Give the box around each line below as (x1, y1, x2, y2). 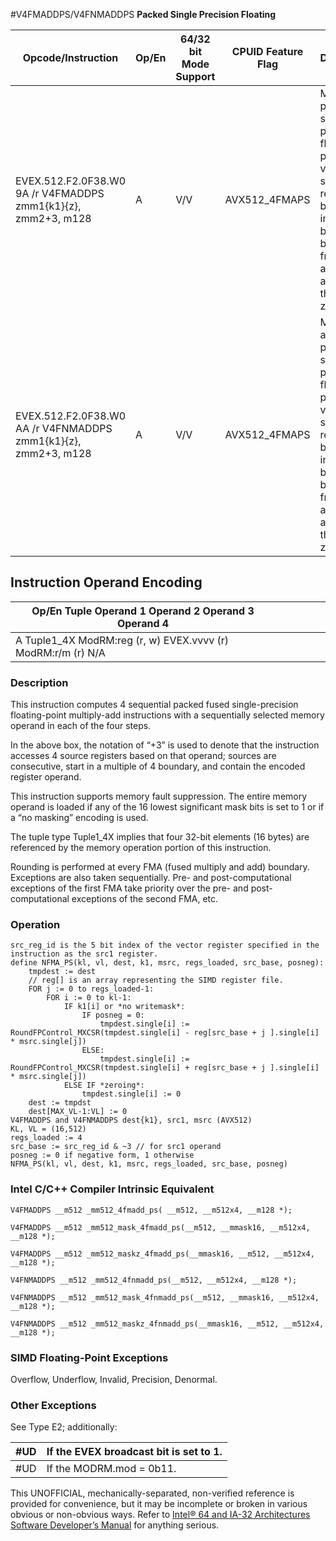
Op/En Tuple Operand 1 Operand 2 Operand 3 (31, 604, 255, 618)
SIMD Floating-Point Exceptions (10, 1350, 169, 1364)
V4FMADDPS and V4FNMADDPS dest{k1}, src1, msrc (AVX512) (10, 1115, 253, 1126)
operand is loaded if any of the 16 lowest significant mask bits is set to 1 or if (10, 801, 325, 813)
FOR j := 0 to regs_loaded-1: (28, 984, 155, 994)
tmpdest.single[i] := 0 (81, 1089, 182, 1099)
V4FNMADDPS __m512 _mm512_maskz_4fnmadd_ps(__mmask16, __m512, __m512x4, (10, 1319, 325, 1329)
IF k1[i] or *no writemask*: (63, 1002, 186, 1012)
